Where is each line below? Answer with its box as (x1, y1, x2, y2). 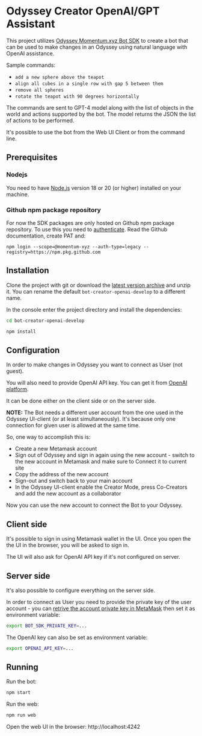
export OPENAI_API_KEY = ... (6, 645, 74, 652)
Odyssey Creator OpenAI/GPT (6, 4, 161, 18)
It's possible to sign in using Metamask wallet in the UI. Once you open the (6, 535, 191, 543)
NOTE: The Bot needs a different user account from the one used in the (6, 409, 183, 417)
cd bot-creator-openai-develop (6, 318, 85, 324)
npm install (6, 329, 36, 335)
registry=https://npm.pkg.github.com (6, 249, 101, 255)
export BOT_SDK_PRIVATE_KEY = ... (6, 623, 87, 629)
